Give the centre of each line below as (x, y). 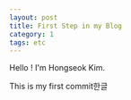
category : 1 (31, 34)
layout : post (34, 17)
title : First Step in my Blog (66, 26)
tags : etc (28, 42)
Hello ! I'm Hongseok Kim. (57, 68)
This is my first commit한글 (59, 87)
